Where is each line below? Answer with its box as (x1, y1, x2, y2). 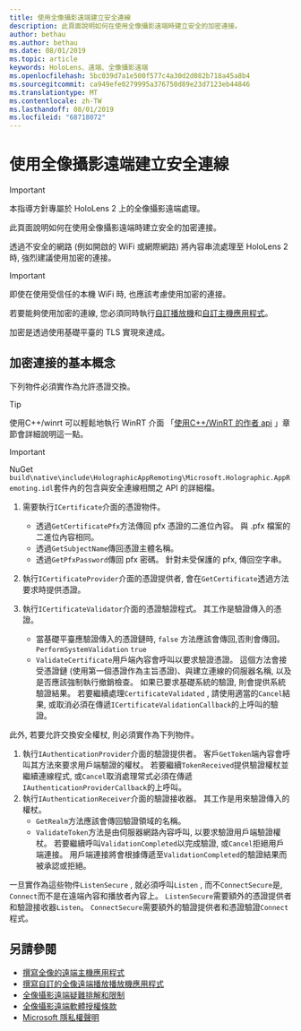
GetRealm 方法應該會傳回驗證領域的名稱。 (35, 815, 186, 826)
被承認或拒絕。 (35, 860, 91, 871)
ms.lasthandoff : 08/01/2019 (9, 105, 115, 114)
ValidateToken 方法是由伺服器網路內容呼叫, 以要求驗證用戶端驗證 (35, 826, 273, 838)
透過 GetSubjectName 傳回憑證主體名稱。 (35, 543, 179, 554)
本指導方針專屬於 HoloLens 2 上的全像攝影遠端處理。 (9, 203, 205, 214)
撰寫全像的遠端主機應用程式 (21, 967, 125, 977)
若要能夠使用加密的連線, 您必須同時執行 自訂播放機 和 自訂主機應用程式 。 (9, 308, 273, 319)
